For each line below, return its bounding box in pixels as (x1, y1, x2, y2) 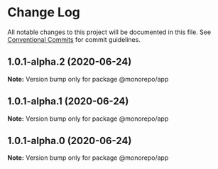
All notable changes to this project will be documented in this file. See (7, 28, 212, 36)
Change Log (7, 4, 80, 21)
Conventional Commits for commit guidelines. (7, 35, 141, 43)
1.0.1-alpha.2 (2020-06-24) (7, 56, 132, 68)
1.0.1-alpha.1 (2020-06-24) (7, 95, 129, 107)
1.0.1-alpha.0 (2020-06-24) (7, 134, 132, 146)
